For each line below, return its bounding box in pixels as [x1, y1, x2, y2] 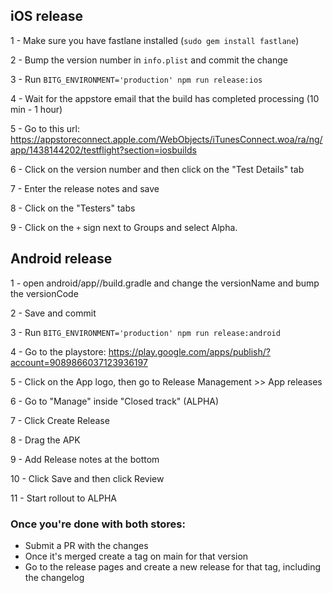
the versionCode [10, 287, 79, 299]
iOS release [10, 8, 84, 25]
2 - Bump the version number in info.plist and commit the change [10, 54, 288, 66]
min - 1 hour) [10, 103, 63, 115]
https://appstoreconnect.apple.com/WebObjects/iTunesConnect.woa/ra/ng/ [10, 133, 323, 145]
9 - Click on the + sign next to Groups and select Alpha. [10, 221, 238, 233]
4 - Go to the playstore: [10, 345, 107, 358]
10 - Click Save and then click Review [10, 472, 165, 484]
